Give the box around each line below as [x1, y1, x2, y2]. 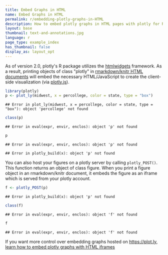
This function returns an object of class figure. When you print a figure [5, 165, 150, 170]
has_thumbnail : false [5, 44, 50, 49]
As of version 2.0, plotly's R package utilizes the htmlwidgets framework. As [5, 63, 162, 69]
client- [147, 73, 161, 79]
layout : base [5, 26, 32, 31]
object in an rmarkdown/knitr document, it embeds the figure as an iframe [5, 170, 157, 176]
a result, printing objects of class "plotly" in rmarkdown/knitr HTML [5, 68, 143, 74]
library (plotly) [5, 88, 39, 93]
